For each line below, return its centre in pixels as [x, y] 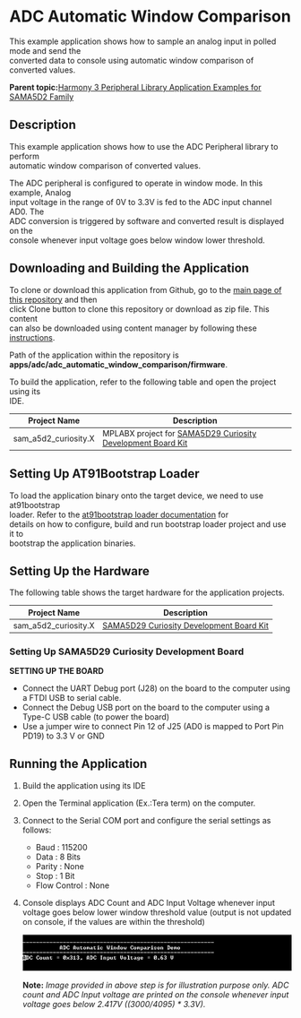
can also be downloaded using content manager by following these [133, 328]
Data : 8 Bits [58, 857]
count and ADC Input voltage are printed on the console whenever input [155, 995]
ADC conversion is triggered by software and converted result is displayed [147, 220]
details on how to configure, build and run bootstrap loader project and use [148, 524]
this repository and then [53, 299]
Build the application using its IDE [84, 785]
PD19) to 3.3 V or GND [63, 736]
